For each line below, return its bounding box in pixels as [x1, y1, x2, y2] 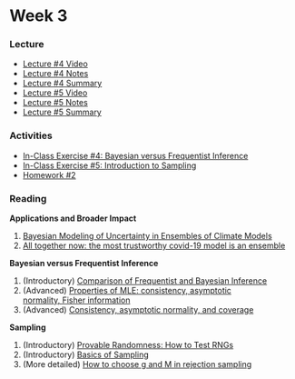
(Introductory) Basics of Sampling [22, 349, 150, 360]
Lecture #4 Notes [22, 68, 89, 79]
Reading [9, 192, 47, 204]
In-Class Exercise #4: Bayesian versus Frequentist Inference [22, 150, 249, 161]
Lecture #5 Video [22, 87, 88, 98]
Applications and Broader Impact [9, 213, 137, 224]
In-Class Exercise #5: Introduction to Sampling [22, 160, 197, 171]
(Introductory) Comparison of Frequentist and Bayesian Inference [22, 275, 268, 286]
